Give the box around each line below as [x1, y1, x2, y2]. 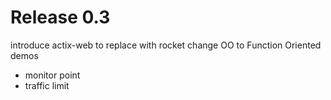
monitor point [24, 69, 81, 81]
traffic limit [24, 79, 70, 91]
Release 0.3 [10, 6, 111, 29]
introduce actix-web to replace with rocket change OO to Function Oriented [10, 39, 322, 51]
